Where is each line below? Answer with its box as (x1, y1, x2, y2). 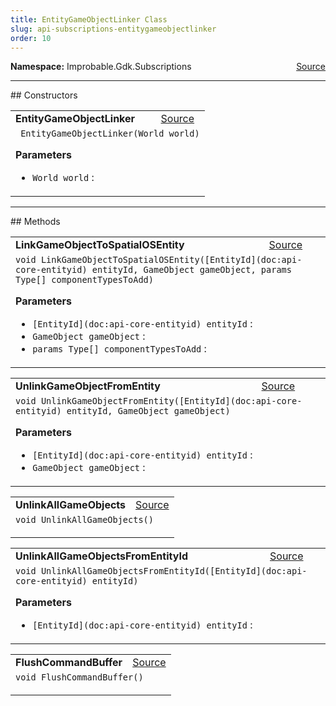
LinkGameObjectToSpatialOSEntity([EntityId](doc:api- (40, 254, 303, 266)
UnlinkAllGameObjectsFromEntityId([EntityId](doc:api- (40, 566, 308, 577)
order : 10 (10, 33, 52, 43)
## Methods (10, 216, 61, 228)
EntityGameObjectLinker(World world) (20, 128, 200, 140)
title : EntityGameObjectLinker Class (10, 14, 168, 25)
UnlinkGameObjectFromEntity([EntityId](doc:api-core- (40, 396, 303, 407)
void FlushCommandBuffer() (15, 672, 144, 683)
